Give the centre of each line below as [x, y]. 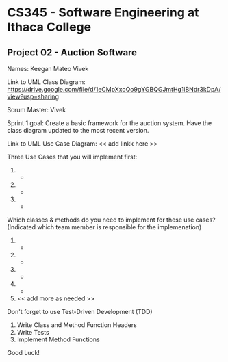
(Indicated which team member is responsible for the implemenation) [104, 227]
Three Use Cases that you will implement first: [72, 157]
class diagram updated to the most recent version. [78, 130]
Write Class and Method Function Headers [77, 325]
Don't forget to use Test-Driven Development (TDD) [80, 312]
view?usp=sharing [33, 96]
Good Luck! [23, 353]
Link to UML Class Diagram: [46, 82]
